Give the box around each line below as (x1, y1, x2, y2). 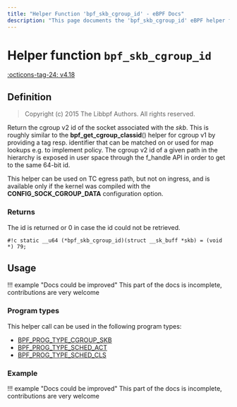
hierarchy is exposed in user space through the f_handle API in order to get (7, 153, 226, 162)
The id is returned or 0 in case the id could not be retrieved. (7, 223, 181, 231)
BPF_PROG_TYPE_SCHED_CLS (17, 351, 107, 359)
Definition (7, 91, 51, 103)
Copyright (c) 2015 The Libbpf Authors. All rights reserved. (24, 110, 195, 119)
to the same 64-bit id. (7, 161, 71, 169)
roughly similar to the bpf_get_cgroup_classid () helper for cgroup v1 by (7, 131, 216, 140)
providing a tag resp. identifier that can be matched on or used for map (7, 138, 214, 147)
